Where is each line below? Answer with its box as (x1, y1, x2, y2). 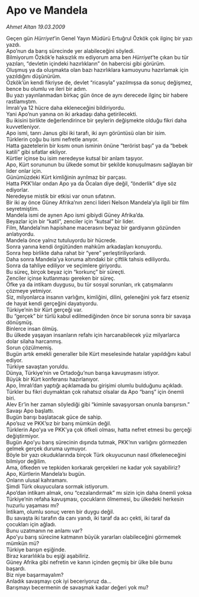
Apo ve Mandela (6, 4, 88, 17)
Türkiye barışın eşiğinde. (6, 546, 66, 553)
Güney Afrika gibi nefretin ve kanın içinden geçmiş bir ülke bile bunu (6, 558, 173, 566)
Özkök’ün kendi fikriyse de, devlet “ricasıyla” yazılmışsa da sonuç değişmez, (6, 78, 192, 86)
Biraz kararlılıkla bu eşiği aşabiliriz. (6, 552, 91, 559)
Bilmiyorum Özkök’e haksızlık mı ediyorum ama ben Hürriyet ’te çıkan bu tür (6, 53, 189, 61)
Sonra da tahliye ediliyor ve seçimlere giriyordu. (6, 262, 123, 269)
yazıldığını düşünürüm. (6, 72, 62, 80)
